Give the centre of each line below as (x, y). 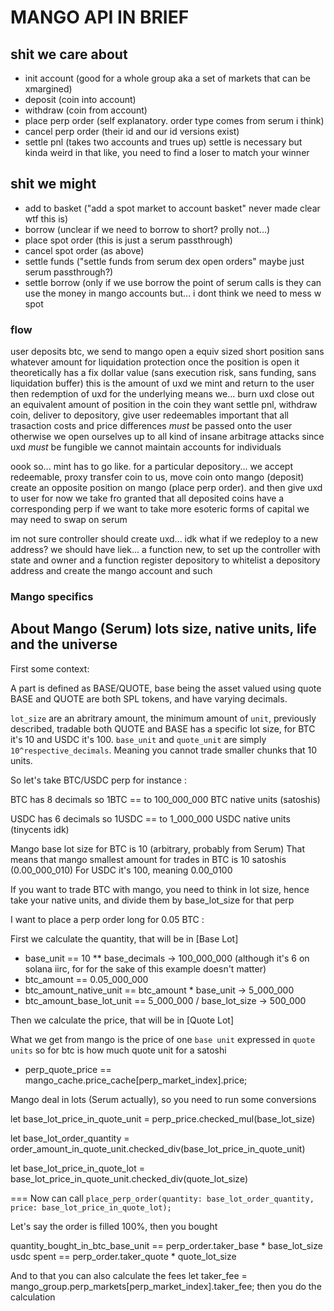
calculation (33, 1297)
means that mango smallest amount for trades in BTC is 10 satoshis (148, 859)
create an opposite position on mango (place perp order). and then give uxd (166, 488)
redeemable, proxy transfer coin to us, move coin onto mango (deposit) (157, 477)
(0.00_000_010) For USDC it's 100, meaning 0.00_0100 (121, 870)
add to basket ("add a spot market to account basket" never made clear (172, 208)
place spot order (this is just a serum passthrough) (128, 240)
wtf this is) (46, 218)
